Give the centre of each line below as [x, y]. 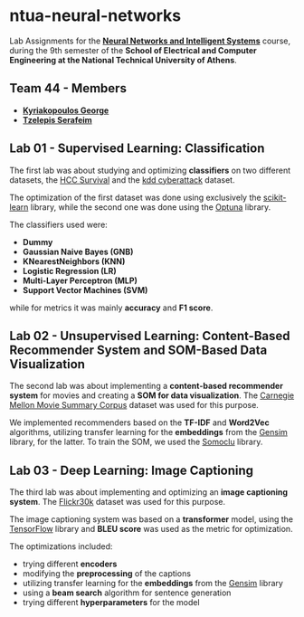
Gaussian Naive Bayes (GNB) [78, 252]
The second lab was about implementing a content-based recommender [146, 386]
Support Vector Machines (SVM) [85, 290]
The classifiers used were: [59, 224]
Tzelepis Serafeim [57, 119]
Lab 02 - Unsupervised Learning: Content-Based [150, 336]
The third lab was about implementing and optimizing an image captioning [148, 492]
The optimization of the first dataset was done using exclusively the [135, 197]
